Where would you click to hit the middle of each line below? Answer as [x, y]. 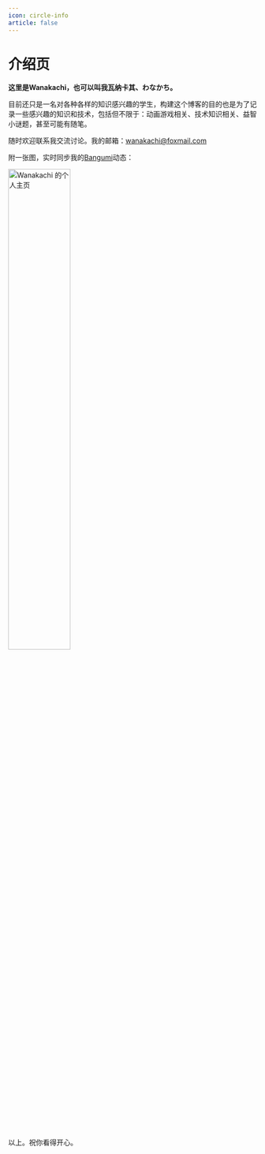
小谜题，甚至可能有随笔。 [50, 124]
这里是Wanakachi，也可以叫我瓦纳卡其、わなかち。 [93, 88]
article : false [33, 23]
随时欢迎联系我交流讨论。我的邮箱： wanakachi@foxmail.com [108, 141]
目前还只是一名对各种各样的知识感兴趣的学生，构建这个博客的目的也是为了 [129, 104]
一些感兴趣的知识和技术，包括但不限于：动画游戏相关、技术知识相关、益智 [136, 114]
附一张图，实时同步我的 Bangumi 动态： [71, 158]
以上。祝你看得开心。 [43, 1143]
